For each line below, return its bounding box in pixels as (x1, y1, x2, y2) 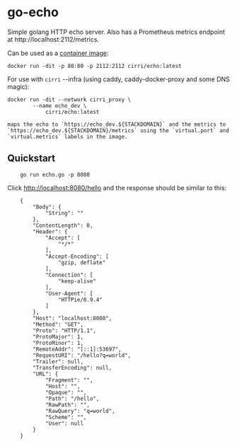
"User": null (45, 420, 83, 427)
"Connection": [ (45, 271, 93, 278)
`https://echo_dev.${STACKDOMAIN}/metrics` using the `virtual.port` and (7, 127, 230, 134)
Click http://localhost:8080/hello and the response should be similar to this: (7, 183, 227, 192)
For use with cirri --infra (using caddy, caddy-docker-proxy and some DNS (7, 75, 230, 83)
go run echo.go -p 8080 (20, 171, 91, 178)
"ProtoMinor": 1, (33, 339, 83, 346)
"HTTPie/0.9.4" (57, 296, 103, 303)
